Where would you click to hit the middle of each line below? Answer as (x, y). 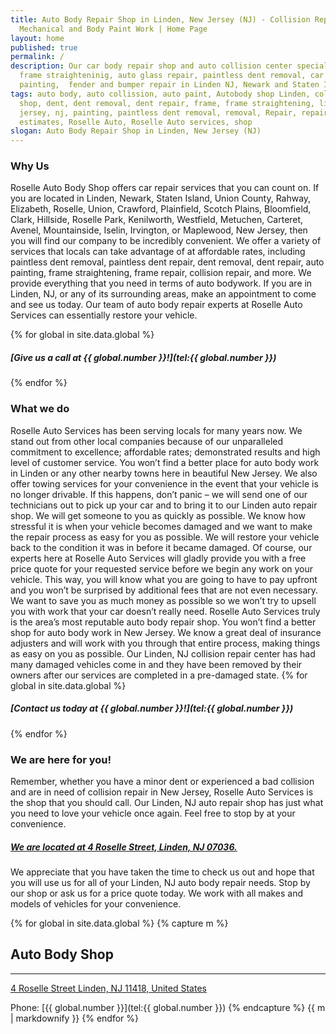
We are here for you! (61, 759)
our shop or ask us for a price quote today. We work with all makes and (157, 893)
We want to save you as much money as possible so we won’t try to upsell (163, 600)
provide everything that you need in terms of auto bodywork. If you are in (161, 283)
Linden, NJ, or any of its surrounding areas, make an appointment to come (163, 294)
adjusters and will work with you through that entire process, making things (165, 643)
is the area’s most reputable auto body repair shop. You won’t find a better (163, 622)
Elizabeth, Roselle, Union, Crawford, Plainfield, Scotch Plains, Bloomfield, (161, 209)
